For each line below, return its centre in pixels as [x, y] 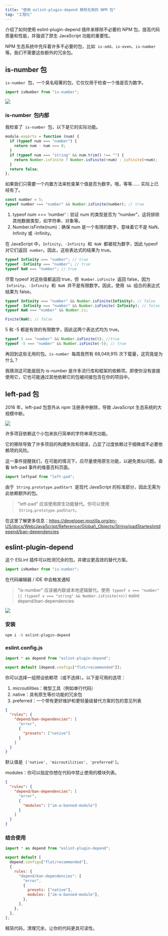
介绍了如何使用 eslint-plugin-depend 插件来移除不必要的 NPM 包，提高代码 [82, 29]
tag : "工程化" [19, 14]
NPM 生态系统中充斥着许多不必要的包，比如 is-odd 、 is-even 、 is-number [80, 46]
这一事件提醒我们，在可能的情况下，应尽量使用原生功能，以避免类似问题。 [82, 461]
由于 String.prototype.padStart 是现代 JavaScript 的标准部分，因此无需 [81, 487]
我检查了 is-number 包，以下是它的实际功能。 [53, 127]
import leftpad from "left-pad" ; [40, 476]
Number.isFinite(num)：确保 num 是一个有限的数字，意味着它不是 [80, 227]
